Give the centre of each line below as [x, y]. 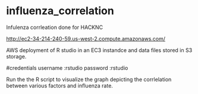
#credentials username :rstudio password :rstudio [67, 68]
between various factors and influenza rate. [59, 85]
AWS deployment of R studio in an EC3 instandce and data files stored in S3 [99, 50]
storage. [16, 56]
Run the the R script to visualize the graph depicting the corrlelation [89, 79]
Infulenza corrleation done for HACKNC [55, 27]
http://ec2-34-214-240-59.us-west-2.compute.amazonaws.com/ [86, 38]
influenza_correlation [60, 11]
